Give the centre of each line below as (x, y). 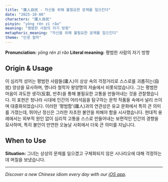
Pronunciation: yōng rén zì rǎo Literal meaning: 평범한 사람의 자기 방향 (77, 52)
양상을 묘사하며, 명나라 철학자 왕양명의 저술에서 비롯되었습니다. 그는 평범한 (85, 87)
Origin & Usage (29, 69)
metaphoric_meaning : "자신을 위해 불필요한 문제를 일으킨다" (62, 33)
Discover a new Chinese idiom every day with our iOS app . (66, 174)
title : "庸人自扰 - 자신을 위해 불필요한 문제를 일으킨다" (58, 10)
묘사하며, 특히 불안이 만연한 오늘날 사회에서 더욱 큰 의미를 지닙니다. (70, 125)
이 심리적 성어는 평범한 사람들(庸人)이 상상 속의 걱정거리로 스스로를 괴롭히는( (80, 81)
